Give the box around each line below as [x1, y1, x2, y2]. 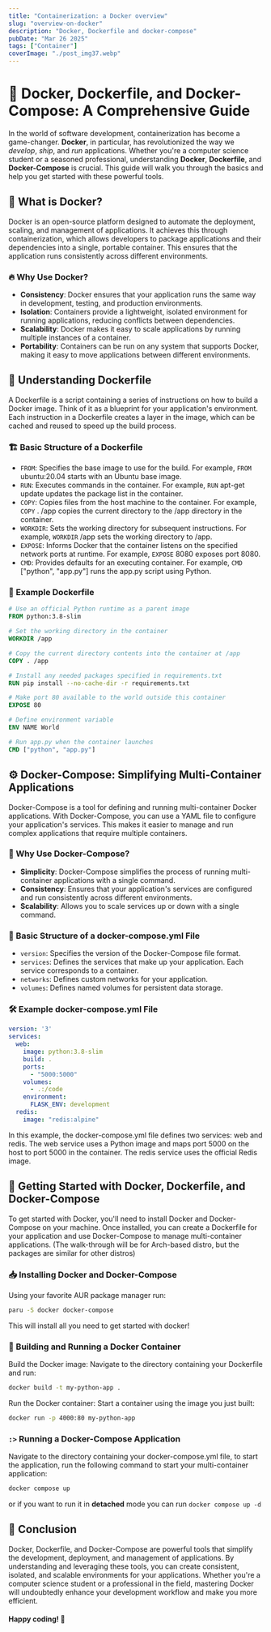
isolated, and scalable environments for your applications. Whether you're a [8, 1570, 261, 1579]
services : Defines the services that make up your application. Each [19, 957, 244, 967]
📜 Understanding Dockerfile [8, 374, 152, 388]
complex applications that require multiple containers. [8, 828, 188, 837]
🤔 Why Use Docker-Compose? [8, 848, 130, 859]
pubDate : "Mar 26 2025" [8, 34, 89, 43]
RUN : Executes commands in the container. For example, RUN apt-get [19, 480, 245, 490]
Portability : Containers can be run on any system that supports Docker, [19, 341, 260, 351]
